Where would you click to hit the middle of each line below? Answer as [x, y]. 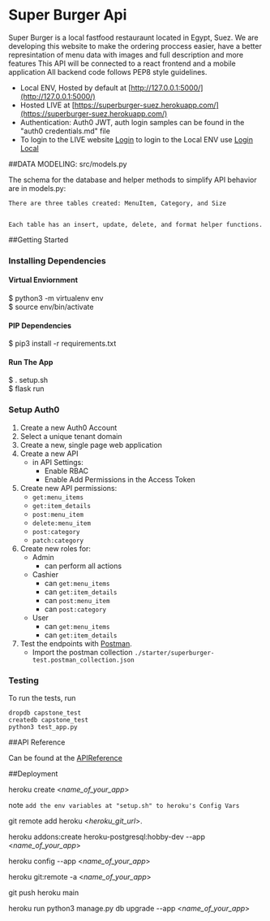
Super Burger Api [68, 15]
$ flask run [26, 389]
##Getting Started [39, 239]
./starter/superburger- [174, 653]
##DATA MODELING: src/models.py [68, 163]
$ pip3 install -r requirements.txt [62, 344]
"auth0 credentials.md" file [65, 131]
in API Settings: [58, 462]
